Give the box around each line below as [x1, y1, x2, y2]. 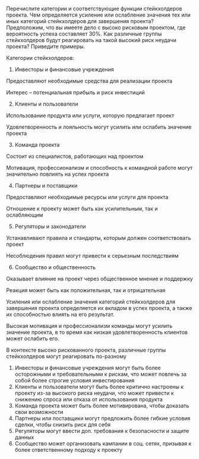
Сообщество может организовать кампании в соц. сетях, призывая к [14, 440, 192, 447]
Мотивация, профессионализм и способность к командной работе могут [6, 164, 193, 171]
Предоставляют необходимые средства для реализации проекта [6, 77, 173, 84]
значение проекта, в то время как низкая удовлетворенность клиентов [6, 329, 188, 335]
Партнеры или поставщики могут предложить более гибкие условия [14, 415, 191, 422]
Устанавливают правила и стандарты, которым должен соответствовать [6, 235, 191, 241]
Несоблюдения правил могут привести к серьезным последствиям [6, 252, 179, 259]
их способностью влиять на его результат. [6, 311, 115, 318]
